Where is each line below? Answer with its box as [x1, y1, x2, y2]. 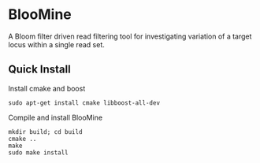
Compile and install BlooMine [8, 113, 103, 122]
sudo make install [8, 148, 69, 157]
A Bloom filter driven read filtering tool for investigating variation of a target [8, 31, 252, 41]
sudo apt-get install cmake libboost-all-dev [8, 98, 160, 107]
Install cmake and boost [8, 83, 86, 93]
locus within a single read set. [8, 39, 105, 49]
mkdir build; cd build [8, 128, 83, 135]
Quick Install [8, 63, 71, 76]
